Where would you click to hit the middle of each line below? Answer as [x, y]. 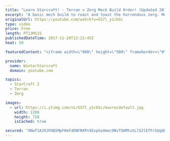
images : [13, 103]
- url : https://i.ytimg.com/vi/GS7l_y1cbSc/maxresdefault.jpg [77, 107]
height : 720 [27, 117]
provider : [16, 61]
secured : [14, 131]
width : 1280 [27, 112]
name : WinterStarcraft [34, 66]
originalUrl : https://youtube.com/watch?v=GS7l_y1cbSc [64, 19]
